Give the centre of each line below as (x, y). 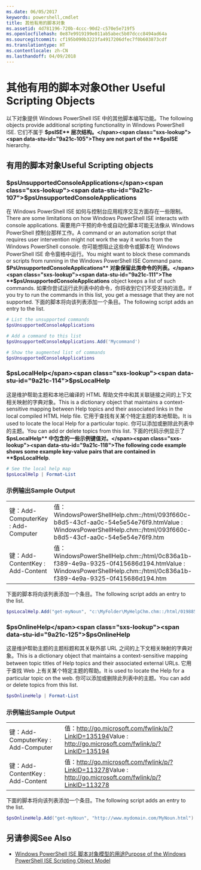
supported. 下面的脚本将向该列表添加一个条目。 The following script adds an (100, 302)
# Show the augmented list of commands (56, 352)
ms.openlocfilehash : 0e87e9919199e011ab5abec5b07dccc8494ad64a (87, 34)
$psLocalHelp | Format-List (41, 474)
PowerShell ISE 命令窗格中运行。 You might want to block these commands (98, 254)
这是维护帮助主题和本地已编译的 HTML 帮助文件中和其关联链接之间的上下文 (99, 394)
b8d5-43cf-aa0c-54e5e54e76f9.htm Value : (118, 522)
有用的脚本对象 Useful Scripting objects (80, 165)
